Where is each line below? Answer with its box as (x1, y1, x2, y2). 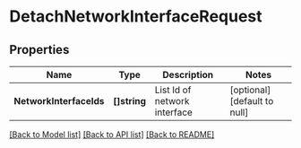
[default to (229, 95, 274, 107)
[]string (113, 95, 146, 107)
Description (162, 69, 213, 81)
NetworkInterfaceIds (13, 95, 105, 107)
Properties (9, 42, 70, 57)
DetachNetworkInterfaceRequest (9, 6, 262, 27)
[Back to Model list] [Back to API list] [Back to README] (9, 129, 215, 140)
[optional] (229, 83, 271, 96)
